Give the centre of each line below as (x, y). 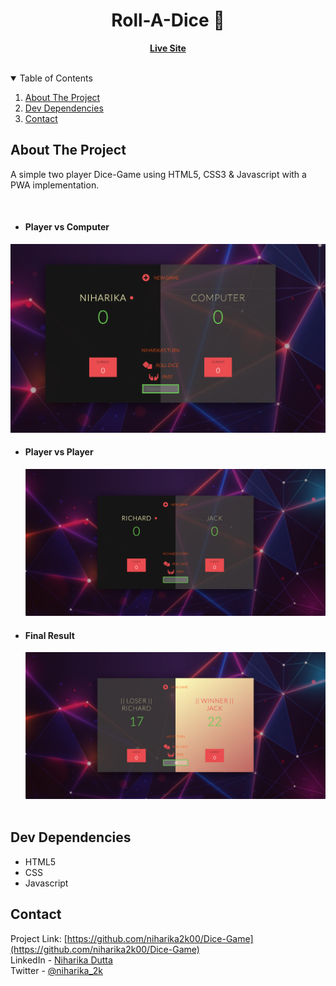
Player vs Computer (67, 227)
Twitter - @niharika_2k (57, 970)
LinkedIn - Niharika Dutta (61, 960)
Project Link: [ (39, 938)
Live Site (168, 48)
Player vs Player (59, 452)
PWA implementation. (55, 185)
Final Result (49, 635)
